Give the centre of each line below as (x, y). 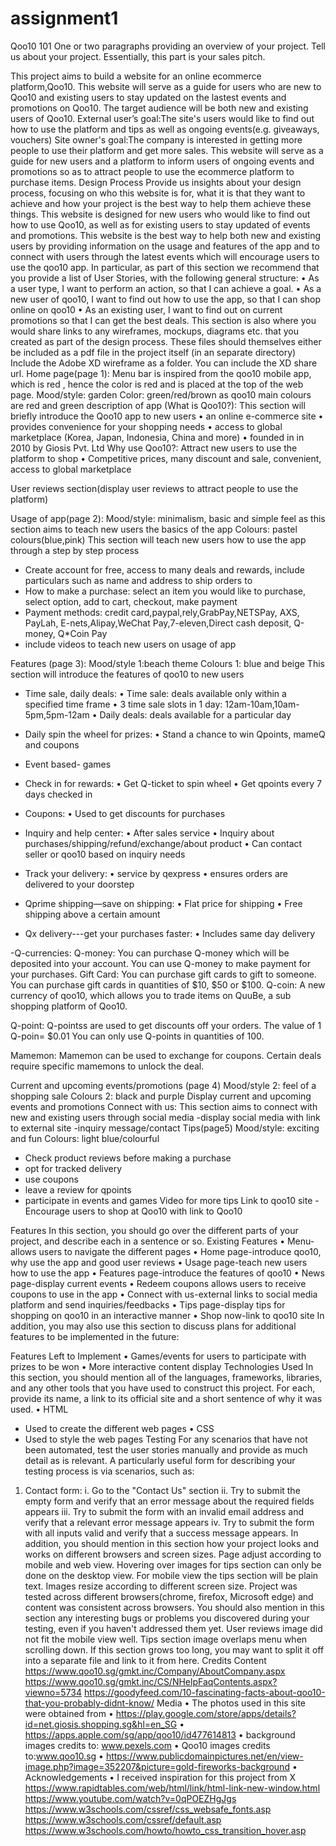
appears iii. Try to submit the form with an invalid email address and (164, 1511)
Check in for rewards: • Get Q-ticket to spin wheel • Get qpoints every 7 (173, 783)
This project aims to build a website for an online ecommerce (136, 76)
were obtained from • (69, 1713)
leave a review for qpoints (78, 1189)
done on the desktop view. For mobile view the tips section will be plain (171, 1575)
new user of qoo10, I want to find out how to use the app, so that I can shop (166, 299)
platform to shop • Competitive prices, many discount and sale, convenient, (166, 458)
